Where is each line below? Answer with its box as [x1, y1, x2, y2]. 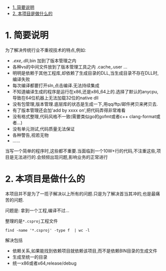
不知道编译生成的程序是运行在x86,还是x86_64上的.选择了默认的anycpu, [12, 88, 159, 94]
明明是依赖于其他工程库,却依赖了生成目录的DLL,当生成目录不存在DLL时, [12, 70, 159, 76]
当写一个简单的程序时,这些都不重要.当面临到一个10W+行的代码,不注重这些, [5, 148, 157, 154]
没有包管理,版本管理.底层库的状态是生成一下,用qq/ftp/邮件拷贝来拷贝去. [12, 101, 158, 107]
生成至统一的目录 [12, 254, 48, 260]
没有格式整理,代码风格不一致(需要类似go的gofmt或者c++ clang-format [12, 113, 157, 119]
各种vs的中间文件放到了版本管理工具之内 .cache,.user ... [12, 64, 128, 69]
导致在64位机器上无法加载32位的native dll [12, 95, 98, 101]
